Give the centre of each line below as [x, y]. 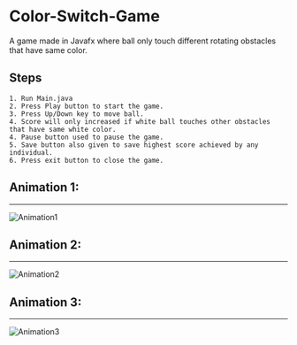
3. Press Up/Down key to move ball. [76, 114]
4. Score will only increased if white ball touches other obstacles [140, 121]
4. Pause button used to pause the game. [87, 137]
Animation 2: [46, 245]
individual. [31, 152]
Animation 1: [44, 188]
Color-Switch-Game [85, 16]
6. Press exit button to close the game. [87, 160]
